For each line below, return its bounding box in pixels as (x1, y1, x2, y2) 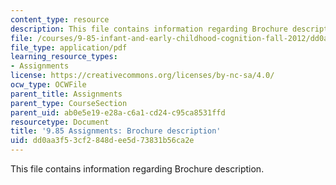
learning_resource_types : (10, 52, 118, 62)
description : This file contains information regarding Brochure (10, 24, 288, 34)
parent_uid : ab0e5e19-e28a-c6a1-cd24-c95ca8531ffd (10, 107, 226, 118)
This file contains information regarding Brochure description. (10, 163, 265, 175)
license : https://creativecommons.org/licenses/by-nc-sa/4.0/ (10, 71, 275, 81)
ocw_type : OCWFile (10, 80, 87, 90)
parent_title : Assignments (10, 89, 123, 99)
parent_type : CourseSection (10, 98, 128, 108)
